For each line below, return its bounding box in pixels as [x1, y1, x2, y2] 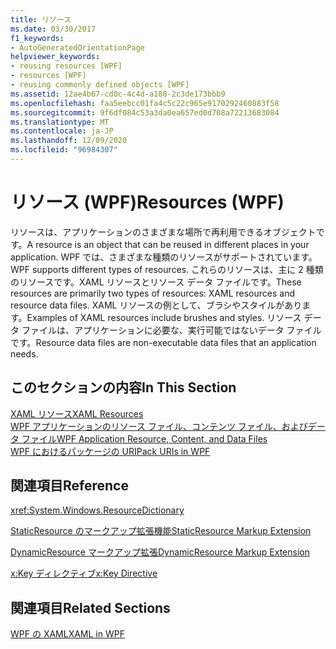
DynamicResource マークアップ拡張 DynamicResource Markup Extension [10, 546, 310, 558]
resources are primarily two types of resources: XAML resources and [10, 287, 295, 299]
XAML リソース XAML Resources [10, 407, 144, 420]
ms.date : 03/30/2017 [10, 24, 97, 34]
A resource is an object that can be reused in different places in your [26, 238, 310, 250]
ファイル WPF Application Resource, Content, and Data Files [21, 432, 268, 445]
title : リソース [10, 14, 72, 25]
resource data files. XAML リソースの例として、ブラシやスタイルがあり [10, 299, 303, 311]
